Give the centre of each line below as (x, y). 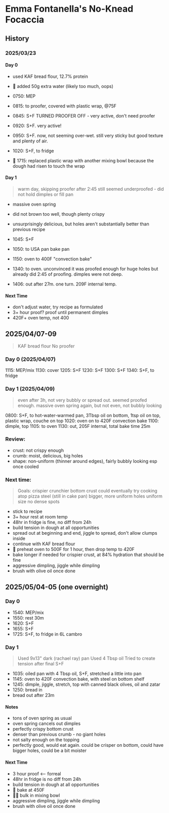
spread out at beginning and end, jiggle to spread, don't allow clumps (85, 533)
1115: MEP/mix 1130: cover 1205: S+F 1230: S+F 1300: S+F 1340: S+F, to (80, 370)
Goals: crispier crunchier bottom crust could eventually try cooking (88, 491)
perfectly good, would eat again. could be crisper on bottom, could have (88, 745)
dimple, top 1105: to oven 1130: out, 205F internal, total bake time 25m (78, 426)
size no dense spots (38, 502)
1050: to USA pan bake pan (41, 249)
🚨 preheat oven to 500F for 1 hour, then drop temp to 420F (74, 549)
